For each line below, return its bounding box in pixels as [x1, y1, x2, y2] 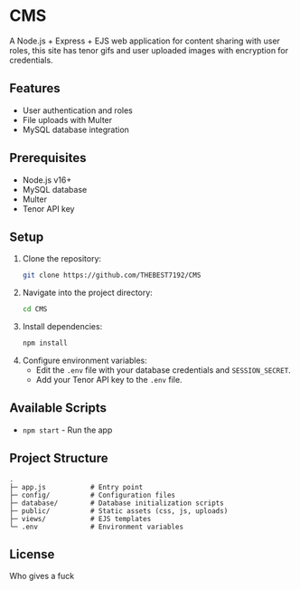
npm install [22, 338, 68, 348]
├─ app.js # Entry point [9, 482, 144, 491]
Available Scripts [9, 400, 107, 416]
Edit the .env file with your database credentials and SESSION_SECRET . [35, 365, 291, 376]
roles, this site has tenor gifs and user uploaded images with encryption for [9, 44, 289, 55]
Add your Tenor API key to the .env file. [35, 375, 183, 385]
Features [9, 81, 61, 96]
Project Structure [9, 451, 108, 466]
